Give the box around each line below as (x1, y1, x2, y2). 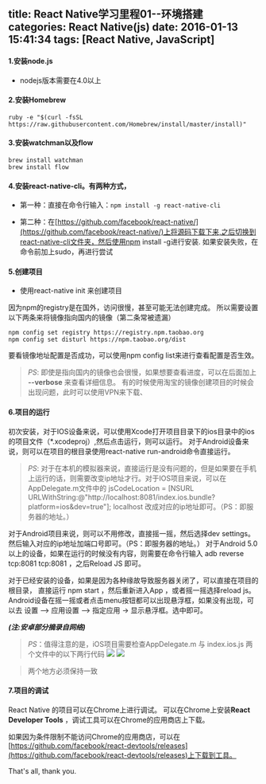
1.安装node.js (8, 56, 53, 65)
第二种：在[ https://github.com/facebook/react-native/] (19, 218, 199, 227)
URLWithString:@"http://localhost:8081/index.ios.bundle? (27, 492, 216, 502)
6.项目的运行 (8, 407, 50, 417)
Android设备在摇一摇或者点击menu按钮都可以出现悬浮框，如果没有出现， (8, 595, 248, 605)
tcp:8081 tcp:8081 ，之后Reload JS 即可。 (8, 559, 145, 568)
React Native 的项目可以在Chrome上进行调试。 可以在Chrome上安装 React (8, 704, 251, 715)
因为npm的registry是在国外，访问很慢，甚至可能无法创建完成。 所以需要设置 (8, 303, 259, 312)
